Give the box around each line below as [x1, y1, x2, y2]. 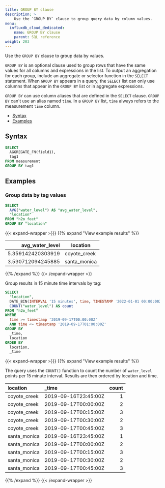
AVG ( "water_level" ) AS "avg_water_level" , [9, 208, 98, 213]
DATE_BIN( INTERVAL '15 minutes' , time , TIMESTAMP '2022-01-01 [9, 299, 139, 304]
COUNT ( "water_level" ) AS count [9, 304, 74, 308]
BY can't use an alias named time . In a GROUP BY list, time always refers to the [5, 98, 160, 104]
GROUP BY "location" [5, 221, 48, 226]
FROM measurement [5, 159, 41, 164]
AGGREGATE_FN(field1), [9, 150, 56, 155]
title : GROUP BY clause [5, 7, 54, 12]
